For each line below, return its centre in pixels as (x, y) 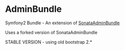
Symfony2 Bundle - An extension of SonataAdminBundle (62, 23)
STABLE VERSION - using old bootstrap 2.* (49, 42)
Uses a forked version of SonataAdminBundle (51, 32)
